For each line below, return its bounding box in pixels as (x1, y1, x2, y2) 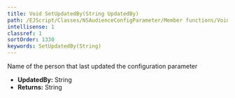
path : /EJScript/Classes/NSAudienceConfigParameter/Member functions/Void (7, 17, 230, 24)
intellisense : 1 (7, 23, 55, 30)
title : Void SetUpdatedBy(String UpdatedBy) (7, 10, 139, 17)
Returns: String (17, 83, 63, 91)
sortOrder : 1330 (7, 36, 55, 43)
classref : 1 (7, 29, 42, 37)
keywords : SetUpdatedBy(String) (7, 43, 101, 50)
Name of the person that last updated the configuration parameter (7, 62, 198, 70)
